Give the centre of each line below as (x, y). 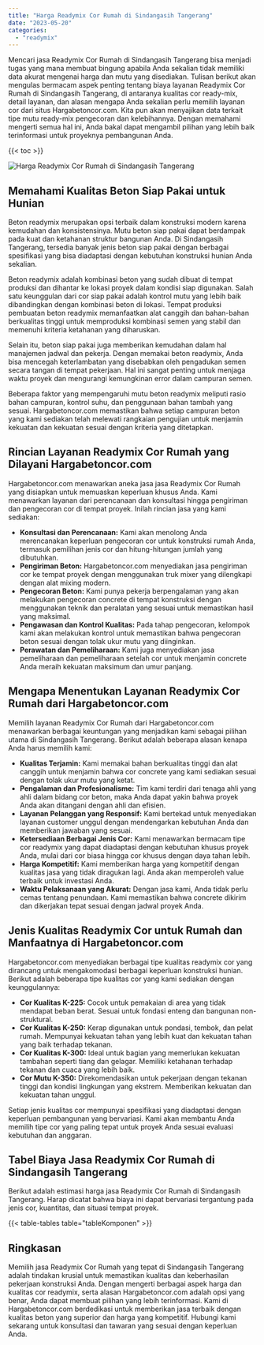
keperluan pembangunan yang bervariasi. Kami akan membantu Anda (121, 1118)
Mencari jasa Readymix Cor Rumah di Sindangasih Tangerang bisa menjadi (130, 60)
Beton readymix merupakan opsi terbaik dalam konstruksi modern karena (127, 223)
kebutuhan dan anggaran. (50, 1135)
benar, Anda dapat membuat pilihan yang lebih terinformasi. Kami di (118, 1301)
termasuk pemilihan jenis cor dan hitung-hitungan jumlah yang (121, 549)
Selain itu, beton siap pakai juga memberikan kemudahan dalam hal (117, 345)
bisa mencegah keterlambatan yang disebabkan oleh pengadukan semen (127, 362)
